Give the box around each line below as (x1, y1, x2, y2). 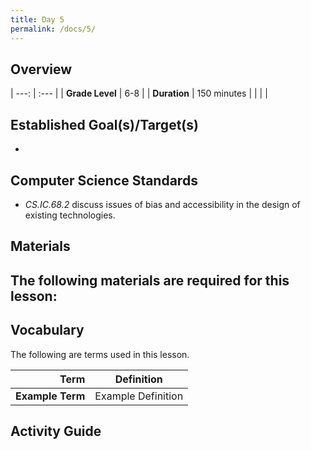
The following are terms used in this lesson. (10, 348, 190, 360)
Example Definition (94, 389, 184, 403)
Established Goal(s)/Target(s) (10, 116, 199, 133)
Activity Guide (10, 422, 102, 440)
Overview (10, 61, 73, 78)
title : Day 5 (10, 14, 65, 25)
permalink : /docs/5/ (10, 24, 97, 34)
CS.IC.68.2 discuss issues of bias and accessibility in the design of (24, 198, 301, 210)
